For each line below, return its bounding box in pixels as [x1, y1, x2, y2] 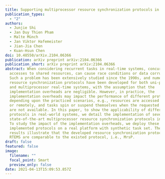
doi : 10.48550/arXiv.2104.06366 [5, 52, 71, 58]
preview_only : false [9, 162, 52, 167]
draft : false [5, 139, 32, 145]
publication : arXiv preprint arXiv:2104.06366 [5, 57, 102, 62]
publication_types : [5, 12, 45, 17]
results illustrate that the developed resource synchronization [9, 130, 146, 135]
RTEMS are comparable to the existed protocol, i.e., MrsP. [9, 135, 135, 140]
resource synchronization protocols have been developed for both [9, 80, 148, 85]
